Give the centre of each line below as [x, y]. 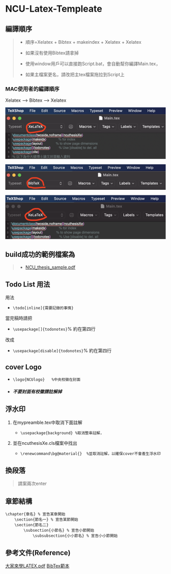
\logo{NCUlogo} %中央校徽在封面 [46, 380]
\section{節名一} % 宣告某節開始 [46, 520]
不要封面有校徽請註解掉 [37, 391]
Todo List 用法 [28, 284]
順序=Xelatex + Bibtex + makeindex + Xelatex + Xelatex [83, 42]
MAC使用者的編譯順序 [32, 89]
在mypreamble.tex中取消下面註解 [47, 422]
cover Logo [24, 367]
